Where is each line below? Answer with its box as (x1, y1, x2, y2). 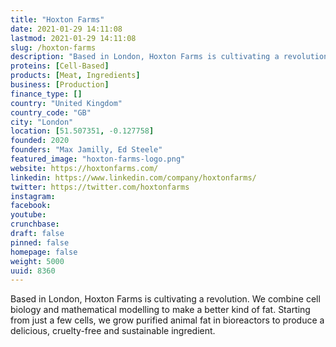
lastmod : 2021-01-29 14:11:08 (10, 33, 137, 43)
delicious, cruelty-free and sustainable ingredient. (10, 325, 216, 337)
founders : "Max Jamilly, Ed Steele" (10, 145, 163, 155)
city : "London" (10, 117, 74, 127)
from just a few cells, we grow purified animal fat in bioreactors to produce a (10, 314, 325, 326)
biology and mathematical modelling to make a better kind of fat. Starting (10, 304, 311, 316)
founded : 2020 (10, 136, 70, 146)
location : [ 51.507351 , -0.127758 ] (10, 126, 155, 136)
